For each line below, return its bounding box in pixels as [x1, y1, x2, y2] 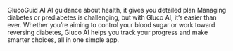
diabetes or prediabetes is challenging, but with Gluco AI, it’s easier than [7, 13, 217, 22]
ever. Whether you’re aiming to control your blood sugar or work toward [7, 21, 215, 29]
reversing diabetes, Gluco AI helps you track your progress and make [7, 28, 208, 36]
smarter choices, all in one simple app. [7, 36, 120, 44]
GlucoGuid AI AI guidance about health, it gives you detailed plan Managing [7, 6, 227, 14]
